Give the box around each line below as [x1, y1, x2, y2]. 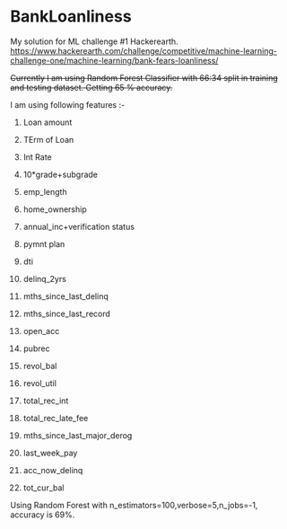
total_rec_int [22, 395, 69, 406]
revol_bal [22, 360, 57, 371]
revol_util [22, 377, 57, 388]
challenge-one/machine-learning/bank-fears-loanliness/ [10, 55, 219, 66]
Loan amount [22, 117, 73, 128]
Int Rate [22, 151, 52, 163]
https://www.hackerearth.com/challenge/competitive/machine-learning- [10, 45, 277, 56]
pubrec [22, 343, 50, 354]
